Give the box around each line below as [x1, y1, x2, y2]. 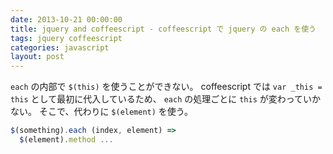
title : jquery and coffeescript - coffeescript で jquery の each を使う [10, 24, 317, 34]
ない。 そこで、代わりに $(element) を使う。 [10, 106, 194, 118]
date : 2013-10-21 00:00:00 [10, 14, 123, 25]
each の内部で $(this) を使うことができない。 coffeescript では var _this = [10, 81, 323, 93]
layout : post [10, 52, 65, 62]
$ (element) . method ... [19, 135, 114, 145]
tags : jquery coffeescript [10, 33, 123, 43]
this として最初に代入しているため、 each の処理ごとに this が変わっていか [10, 93, 322, 105]
